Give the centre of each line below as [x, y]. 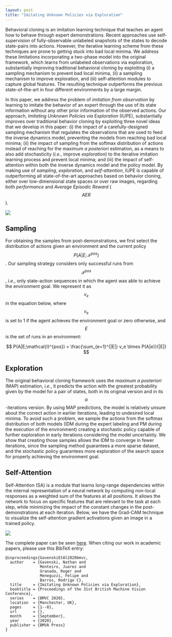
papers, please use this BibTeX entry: [45, 548]
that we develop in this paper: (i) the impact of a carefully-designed [77, 127]
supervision [18, 40]
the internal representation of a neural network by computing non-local [80, 490]
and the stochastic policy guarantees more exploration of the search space [85, 451]
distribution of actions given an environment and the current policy [76, 246]
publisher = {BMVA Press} [38, 625]
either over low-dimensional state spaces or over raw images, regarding [81, 181]
